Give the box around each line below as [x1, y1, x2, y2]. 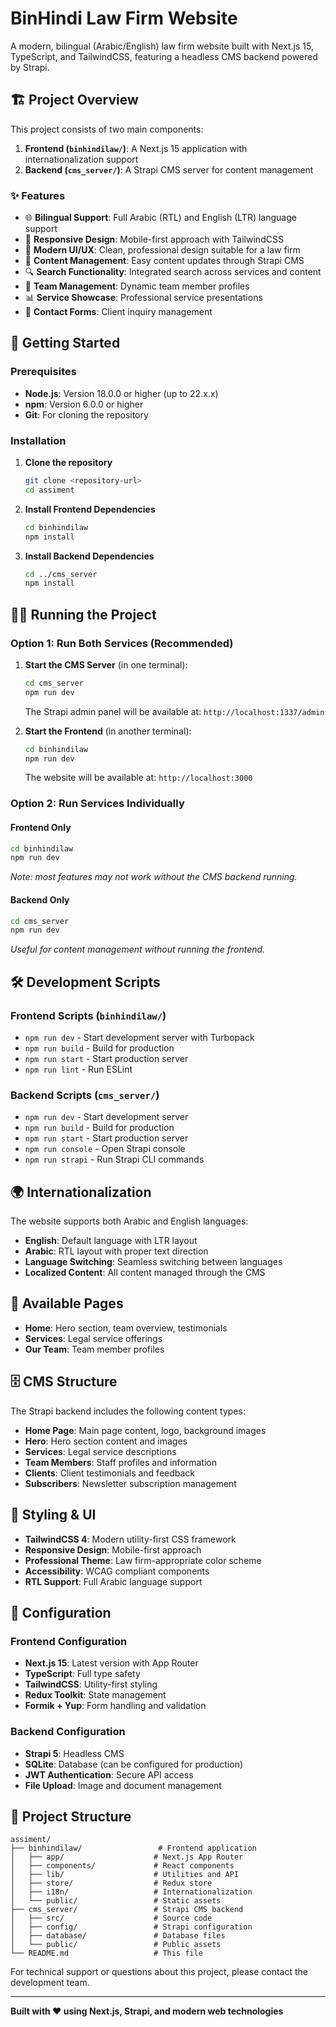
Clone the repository [24, 457, 113, 469]
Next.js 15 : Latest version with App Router [24, 1657, 199, 1669]
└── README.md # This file [10, 1948, 203, 1959]
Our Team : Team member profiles [24, 1343, 165, 1355]
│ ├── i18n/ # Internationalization [10, 1887, 253, 1897]
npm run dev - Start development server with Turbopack [24, 1031, 255, 1043]
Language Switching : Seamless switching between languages [24, 1256, 283, 1268]
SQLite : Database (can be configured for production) [24, 1758, 244, 1770]
